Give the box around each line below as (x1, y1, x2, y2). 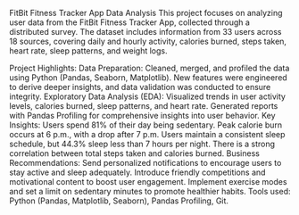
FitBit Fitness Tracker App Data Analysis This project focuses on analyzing (9, 8, 283, 18)
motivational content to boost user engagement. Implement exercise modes (9, 177, 287, 186)
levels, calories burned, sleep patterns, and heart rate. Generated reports (9, 101, 278, 111)
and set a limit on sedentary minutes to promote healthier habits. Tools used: (9, 186, 291, 196)
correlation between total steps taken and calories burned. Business (9, 148, 261, 159)
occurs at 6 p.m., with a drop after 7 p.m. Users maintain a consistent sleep (9, 129, 286, 139)
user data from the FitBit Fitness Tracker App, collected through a (9, 17, 250, 28)
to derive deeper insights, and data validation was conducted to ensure (9, 82, 271, 92)
